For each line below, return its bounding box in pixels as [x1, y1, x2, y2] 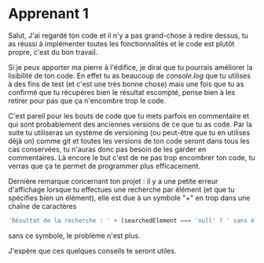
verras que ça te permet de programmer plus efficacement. [8, 161, 200, 170]
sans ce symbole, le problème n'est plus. [8, 231, 141, 240]
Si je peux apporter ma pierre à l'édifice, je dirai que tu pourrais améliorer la [8, 62, 253, 71]
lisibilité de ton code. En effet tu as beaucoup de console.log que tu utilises [8, 71, 251, 80]
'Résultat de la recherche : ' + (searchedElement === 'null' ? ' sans [8, 217, 247, 225]
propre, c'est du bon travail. [8, 47, 98, 57]
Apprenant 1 [8, 5, 89, 23]
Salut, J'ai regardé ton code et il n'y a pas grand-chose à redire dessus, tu [8, 31, 249, 40]
